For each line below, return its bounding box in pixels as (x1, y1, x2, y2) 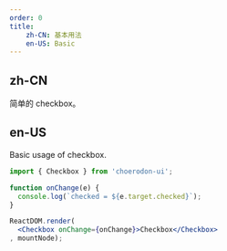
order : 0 (9, 13, 43, 23)
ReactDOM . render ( (9, 216, 76, 226)
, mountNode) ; (9, 234, 64, 243)
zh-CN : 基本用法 (26, 30, 82, 39)
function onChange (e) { (9, 183, 100, 193)
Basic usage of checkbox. (9, 149, 107, 160)
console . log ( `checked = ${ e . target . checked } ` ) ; (17, 192, 202, 201)
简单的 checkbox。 (9, 98, 81, 110)
